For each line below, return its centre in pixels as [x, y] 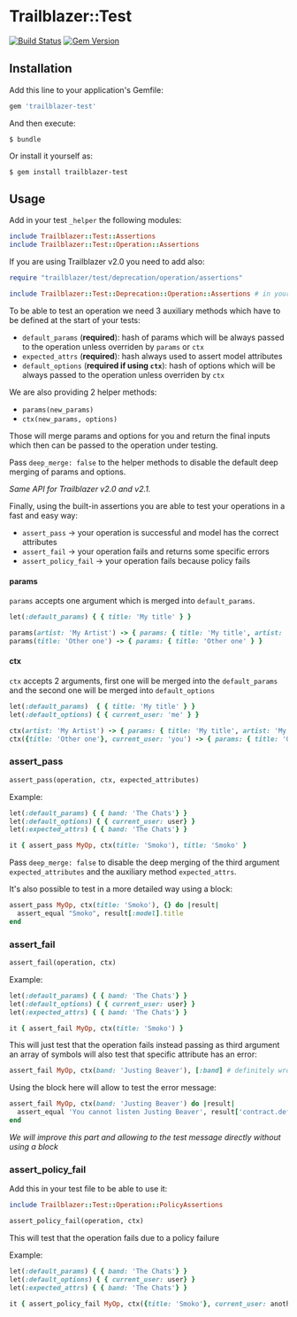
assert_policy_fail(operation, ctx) [76, 1221]
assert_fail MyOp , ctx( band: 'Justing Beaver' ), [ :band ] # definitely [142, 1071]
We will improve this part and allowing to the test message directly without [145, 1137]
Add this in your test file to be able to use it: [88, 1189]
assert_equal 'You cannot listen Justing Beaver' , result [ [128, 1113]
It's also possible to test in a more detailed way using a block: [121, 889]
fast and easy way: [43, 515]
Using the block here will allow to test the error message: [113, 1088]
